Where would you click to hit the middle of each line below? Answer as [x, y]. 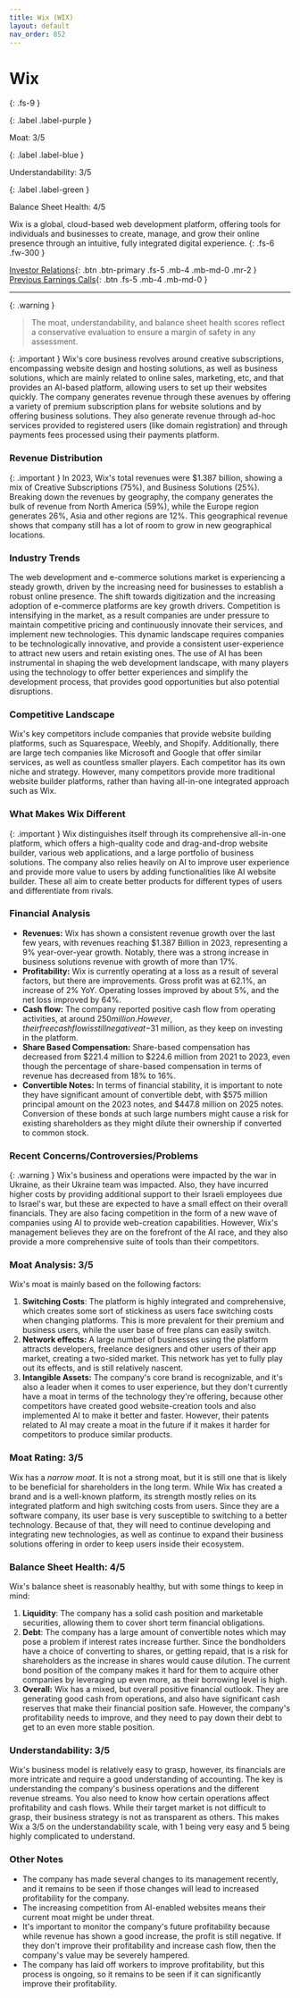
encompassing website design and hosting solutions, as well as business [144, 368]
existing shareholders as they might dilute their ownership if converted [152, 1123]
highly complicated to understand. [72, 1836]
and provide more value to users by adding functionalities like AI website [143, 872]
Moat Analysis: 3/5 [51, 1265]
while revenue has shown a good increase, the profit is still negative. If [152, 1935]
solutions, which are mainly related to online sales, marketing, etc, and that [146, 378]
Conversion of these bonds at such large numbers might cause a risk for [155, 1113]
